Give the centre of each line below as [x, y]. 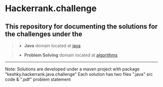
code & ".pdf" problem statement [38, 79]
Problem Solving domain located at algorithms [71, 55]
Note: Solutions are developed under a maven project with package [72, 69]
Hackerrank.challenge [51, 9]
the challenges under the [44, 34]
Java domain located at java [52, 46]
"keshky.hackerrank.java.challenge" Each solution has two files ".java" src [79, 74]
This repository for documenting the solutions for [81, 26]
